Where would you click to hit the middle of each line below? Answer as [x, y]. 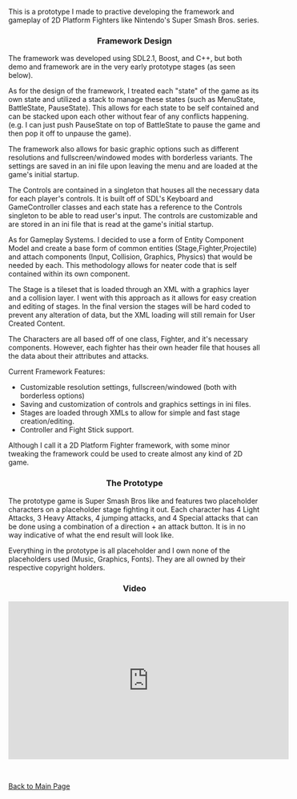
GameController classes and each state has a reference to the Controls [125, 207]
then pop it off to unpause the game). [70, 134]
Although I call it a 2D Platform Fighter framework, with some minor [119, 445]
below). [21, 75]
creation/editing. [47, 421]
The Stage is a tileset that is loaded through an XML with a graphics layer [129, 290]
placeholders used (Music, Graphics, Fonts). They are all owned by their [127, 559]
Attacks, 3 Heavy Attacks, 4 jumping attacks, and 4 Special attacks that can [133, 517]
